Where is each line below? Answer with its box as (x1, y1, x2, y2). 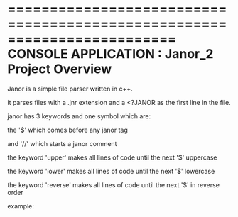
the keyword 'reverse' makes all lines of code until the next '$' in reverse (7, 180, 220, 189)
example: (7, 201, 34, 210)
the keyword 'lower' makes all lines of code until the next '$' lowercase (7, 167, 215, 175)
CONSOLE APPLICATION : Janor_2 (7, 46, 214, 62)
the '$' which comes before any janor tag (7, 126, 128, 134)
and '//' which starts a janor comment (7, 139, 117, 148)
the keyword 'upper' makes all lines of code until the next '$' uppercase (7, 153, 217, 162)
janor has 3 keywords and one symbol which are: (7, 111, 151, 121)
